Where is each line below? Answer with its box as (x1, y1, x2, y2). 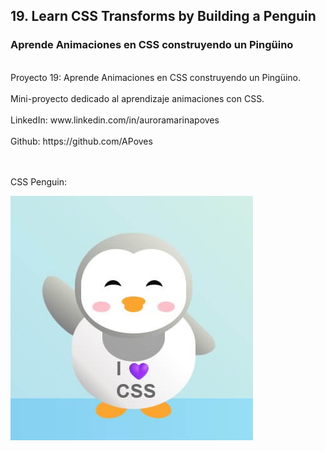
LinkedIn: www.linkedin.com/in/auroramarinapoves (10, 114, 220, 126)
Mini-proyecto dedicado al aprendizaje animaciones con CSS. (10, 92, 265, 104)
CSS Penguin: (10, 175, 67, 188)
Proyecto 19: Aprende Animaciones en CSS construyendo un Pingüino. (10, 71, 302, 83)
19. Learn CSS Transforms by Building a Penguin (10, 8, 317, 25)
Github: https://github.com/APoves (10, 135, 153, 147)
